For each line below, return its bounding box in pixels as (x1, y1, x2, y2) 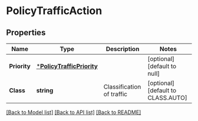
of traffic (103, 90, 128, 98)
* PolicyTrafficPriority (36, 62, 98, 70)
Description (105, 45, 140, 53)
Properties (6, 28, 46, 38)
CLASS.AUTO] (147, 94, 187, 102)
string (36, 86, 54, 95)
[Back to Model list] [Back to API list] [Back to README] (6, 109, 141, 116)
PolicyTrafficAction (6, 4, 103, 18)
